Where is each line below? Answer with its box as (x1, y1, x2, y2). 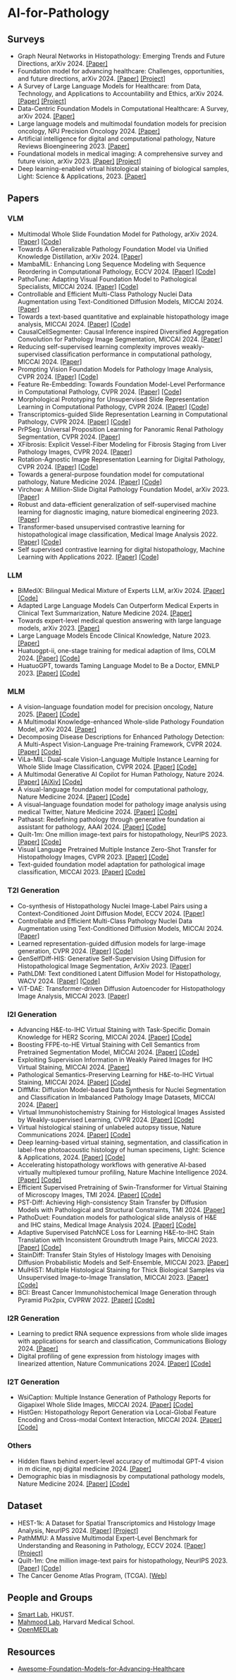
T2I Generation (7, 886, 60, 895)
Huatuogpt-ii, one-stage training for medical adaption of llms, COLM (17, 646, 216, 654)
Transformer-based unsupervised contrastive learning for (17, 522, 185, 531)
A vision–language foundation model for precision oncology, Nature (17, 703, 213, 711)
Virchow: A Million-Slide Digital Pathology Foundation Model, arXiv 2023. (17, 485, 230, 493)
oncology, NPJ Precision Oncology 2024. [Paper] (17, 127, 161, 135)
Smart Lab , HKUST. (17, 1610, 74, 1619)
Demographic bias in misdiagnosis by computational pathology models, (17, 1472, 225, 1480)
